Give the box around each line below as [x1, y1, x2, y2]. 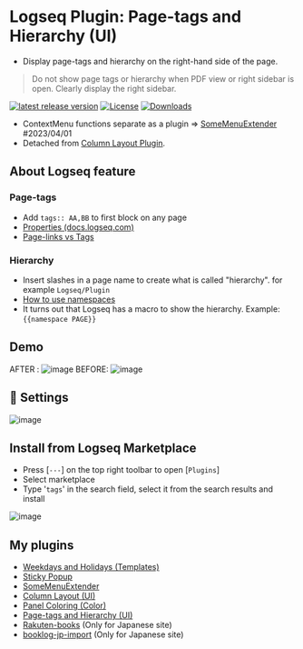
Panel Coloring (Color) [22, 600, 107, 611]
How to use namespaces [22, 294, 116, 305]
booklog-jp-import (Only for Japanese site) [22, 629, 184, 640]
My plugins [9, 537, 74, 553]
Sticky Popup [22, 571, 73, 583]
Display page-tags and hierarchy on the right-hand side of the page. [22, 55, 279, 66]
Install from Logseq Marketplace [9, 440, 197, 455]
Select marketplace [22, 474, 95, 485]
